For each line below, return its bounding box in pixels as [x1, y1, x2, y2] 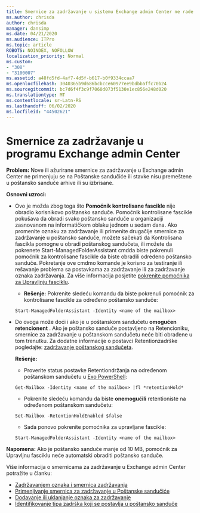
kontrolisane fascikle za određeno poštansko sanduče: [23, 296, 158, 304]
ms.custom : [6, 58, 33, 64]
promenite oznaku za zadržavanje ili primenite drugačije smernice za [14, 228, 184, 235]
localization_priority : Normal [6, 53, 84, 59]
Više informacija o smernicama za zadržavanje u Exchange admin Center [6, 463, 186, 471]
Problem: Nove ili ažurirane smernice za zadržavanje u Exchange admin [6, 166, 184, 174]
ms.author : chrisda [6, 14, 55, 20]
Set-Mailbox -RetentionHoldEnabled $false [14, 413, 122, 419]
